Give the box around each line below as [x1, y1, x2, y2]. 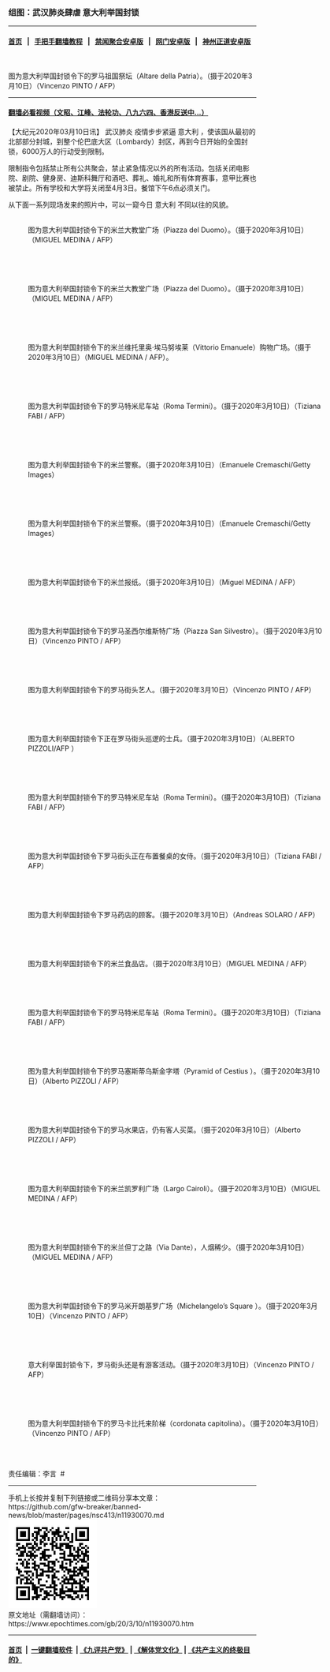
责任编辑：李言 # [8, 1468, 65, 1478]
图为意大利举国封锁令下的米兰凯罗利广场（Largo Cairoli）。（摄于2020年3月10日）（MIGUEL [28, 1183, 321, 1193]
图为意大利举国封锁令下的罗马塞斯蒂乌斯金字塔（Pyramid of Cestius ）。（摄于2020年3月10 [28, 1066, 321, 1075]
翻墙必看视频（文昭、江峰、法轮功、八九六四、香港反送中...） [8, 108, 209, 118]
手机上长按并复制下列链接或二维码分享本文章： [8, 1493, 160, 1502]
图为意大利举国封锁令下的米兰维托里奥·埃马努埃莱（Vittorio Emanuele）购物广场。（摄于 [28, 342, 312, 352]
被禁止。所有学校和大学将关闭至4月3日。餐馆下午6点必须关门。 [8, 183, 215, 193]
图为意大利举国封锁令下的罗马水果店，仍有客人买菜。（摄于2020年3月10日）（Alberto [28, 1125, 302, 1134]
